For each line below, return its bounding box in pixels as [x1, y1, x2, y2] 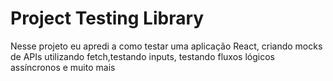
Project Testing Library [10, 7, 205, 30]
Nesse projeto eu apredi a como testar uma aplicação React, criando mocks [10, 40, 323, 52]
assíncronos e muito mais [10, 61, 116, 73]
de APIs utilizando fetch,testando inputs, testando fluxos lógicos [10, 50, 275, 62]
